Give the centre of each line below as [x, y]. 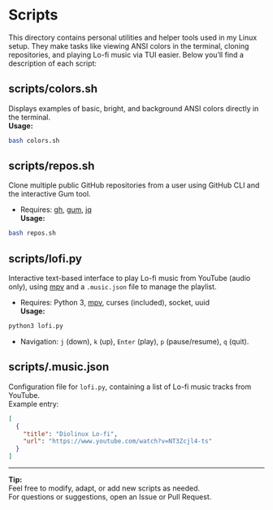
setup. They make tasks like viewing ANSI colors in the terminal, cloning [129, 45]
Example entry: [34, 404]
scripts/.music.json [59, 367]
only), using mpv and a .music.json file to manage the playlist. [113, 287]
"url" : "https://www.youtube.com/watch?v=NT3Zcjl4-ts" [118, 441]
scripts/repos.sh [52, 166]
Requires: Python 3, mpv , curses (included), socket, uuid [115, 303]
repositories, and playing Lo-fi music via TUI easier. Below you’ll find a [126, 54]
